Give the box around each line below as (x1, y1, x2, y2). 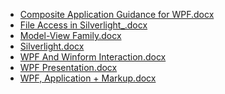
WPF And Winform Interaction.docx (19, 51, 167, 63)
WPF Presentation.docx (19, 62, 118, 73)
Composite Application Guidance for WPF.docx (19, 9, 215, 20)
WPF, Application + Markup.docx (19, 72, 157, 84)
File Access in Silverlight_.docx (19, 19, 148, 31)
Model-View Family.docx (19, 30, 122, 41)
